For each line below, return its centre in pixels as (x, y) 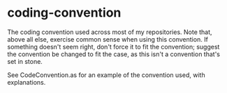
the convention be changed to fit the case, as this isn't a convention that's (113, 54)
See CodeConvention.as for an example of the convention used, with (106, 75)
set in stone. (25, 61)
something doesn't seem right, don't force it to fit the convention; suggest (113, 46)
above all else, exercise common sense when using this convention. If (108, 39)
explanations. (27, 82)
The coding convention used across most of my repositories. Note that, (110, 32)
